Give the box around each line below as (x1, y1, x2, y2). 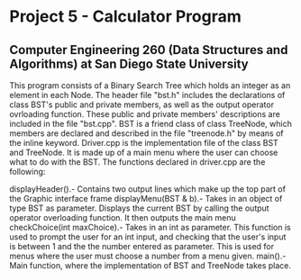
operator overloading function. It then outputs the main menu (9, 212, 236, 222)
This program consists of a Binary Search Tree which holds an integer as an (9, 80, 291, 91)
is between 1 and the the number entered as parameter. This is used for (9, 241, 275, 251)
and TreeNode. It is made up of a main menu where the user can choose (9, 147, 278, 158)
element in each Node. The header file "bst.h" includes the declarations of (9, 90, 286, 100)
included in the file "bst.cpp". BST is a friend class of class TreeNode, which (9, 119, 293, 129)
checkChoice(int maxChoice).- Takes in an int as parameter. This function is (9, 222, 291, 232)
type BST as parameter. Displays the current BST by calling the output (9, 203, 269, 213)
